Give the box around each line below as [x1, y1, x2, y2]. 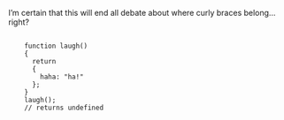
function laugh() [24, 41, 88, 50]
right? [8, 17, 30, 27]
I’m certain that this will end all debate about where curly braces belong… [8, 8, 276, 18]
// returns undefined [24, 103, 104, 112]
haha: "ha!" [40, 72, 85, 81]
